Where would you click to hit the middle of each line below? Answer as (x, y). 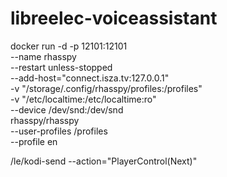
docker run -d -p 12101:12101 (69, 46)
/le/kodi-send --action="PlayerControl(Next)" (104, 161)
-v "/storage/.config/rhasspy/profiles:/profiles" (106, 88)
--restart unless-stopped (61, 67)
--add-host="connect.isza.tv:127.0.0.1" (90, 78)
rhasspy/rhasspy (45, 120)
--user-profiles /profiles (59, 131)
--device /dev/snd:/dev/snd (67, 109)
